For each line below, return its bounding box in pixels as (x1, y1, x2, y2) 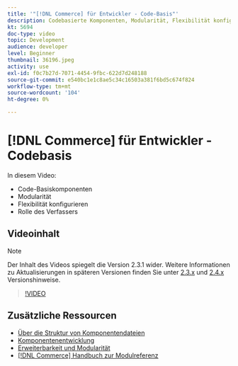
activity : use (7, 63, 50, 70)
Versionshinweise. (7, 275, 61, 284)
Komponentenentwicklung (17, 336, 95, 344)
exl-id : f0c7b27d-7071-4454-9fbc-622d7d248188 (7, 69, 147, 76)
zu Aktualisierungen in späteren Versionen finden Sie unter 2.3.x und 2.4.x (7, 268, 225, 276)
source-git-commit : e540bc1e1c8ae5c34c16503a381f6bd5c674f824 (7, 76, 195, 84)
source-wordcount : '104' (7, 89, 81, 96)
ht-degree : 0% (7, 96, 50, 103)
